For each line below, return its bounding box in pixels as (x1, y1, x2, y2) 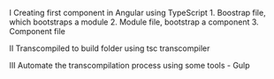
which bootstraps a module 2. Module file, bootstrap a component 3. (9, 17, 259, 27)
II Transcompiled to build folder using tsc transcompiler (9, 43, 210, 54)
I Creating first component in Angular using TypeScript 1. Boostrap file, (9, 8, 267, 18)
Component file (9, 26, 66, 36)
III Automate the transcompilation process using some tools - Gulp (9, 61, 250, 70)
